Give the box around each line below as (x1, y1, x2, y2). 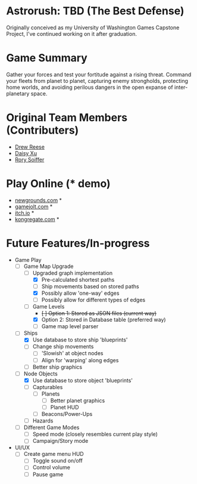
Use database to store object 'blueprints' (32, 377, 133, 384)
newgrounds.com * (14, 196, 62, 204)
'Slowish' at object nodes (41, 350, 104, 357)
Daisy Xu (14, 149, 37, 156)
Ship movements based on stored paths (41, 282, 139, 290)
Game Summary (6, 51, 87, 65)
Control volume (32, 464, 70, 471)
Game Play (14, 256, 42, 263)
